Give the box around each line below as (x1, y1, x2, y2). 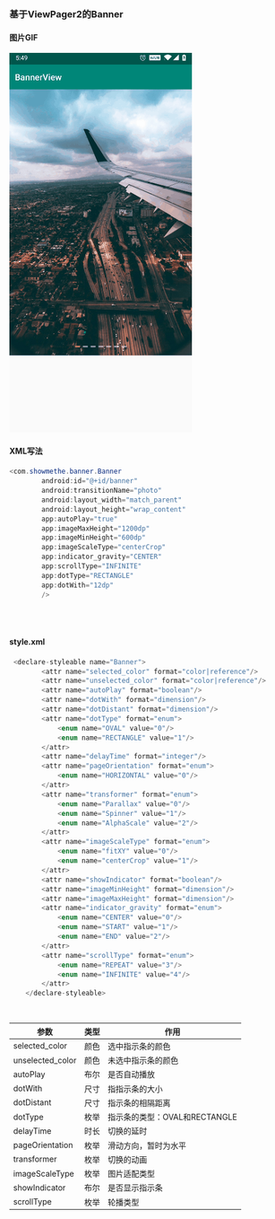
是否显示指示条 (107, 1182, 163, 1193)
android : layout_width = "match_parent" (41, 495, 182, 504)
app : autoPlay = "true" (41, 514, 118, 523)
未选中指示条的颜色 (107, 1055, 179, 1066)
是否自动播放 (107, 1069, 155, 1080)
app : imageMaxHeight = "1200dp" (41, 523, 150, 533)
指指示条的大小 (107, 1083, 163, 1094)
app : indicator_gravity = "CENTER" (41, 552, 163, 562)
